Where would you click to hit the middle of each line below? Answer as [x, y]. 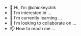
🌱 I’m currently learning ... [36, 18]
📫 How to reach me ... [32, 28]
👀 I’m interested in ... [30, 13]
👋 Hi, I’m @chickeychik [33, 8]
